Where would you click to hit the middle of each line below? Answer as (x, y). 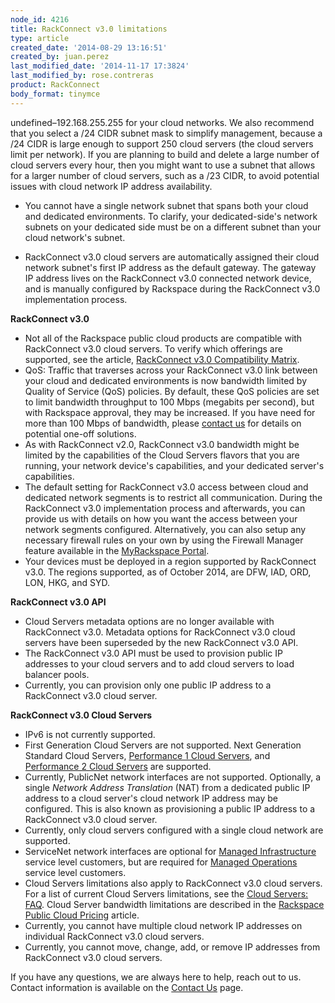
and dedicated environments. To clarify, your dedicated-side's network (171, 216)
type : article (40, 38)
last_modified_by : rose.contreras (82, 76)
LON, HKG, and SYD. (67, 582)
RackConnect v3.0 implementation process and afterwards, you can (165, 508)
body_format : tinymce (55, 94)
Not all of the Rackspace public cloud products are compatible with (163, 338)
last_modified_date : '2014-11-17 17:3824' (100, 66)
